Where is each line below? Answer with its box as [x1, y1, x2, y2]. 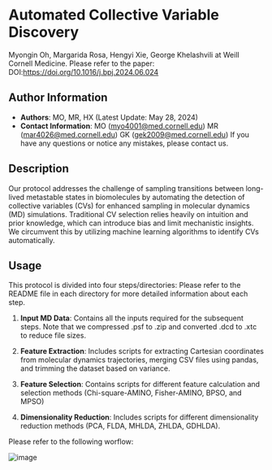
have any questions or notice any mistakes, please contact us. [19, 138, 229, 148]
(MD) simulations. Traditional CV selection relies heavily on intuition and [8, 209, 249, 219]
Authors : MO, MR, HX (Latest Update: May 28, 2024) [19, 112, 199, 122]
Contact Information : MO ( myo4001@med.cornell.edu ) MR [19, 120, 219, 131]
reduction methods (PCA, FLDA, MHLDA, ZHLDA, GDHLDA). [19, 421, 221, 431]
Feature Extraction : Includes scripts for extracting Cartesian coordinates [19, 346, 264, 356]
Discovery [8, 23, 80, 41]
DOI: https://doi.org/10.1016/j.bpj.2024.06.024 [8, 67, 159, 76]
